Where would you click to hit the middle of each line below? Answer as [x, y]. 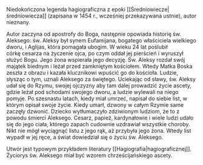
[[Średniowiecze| [148, 9]
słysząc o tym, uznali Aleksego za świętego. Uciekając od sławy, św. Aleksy [101, 79]
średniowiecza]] [26, 16]
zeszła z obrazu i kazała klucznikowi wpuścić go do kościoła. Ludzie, [92, 72]
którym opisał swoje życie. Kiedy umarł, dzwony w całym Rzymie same [95, 105]
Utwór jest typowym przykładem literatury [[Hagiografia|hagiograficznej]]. [99, 149]
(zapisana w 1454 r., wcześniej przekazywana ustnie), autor [122, 16]
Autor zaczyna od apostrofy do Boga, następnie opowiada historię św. [94, 34]
